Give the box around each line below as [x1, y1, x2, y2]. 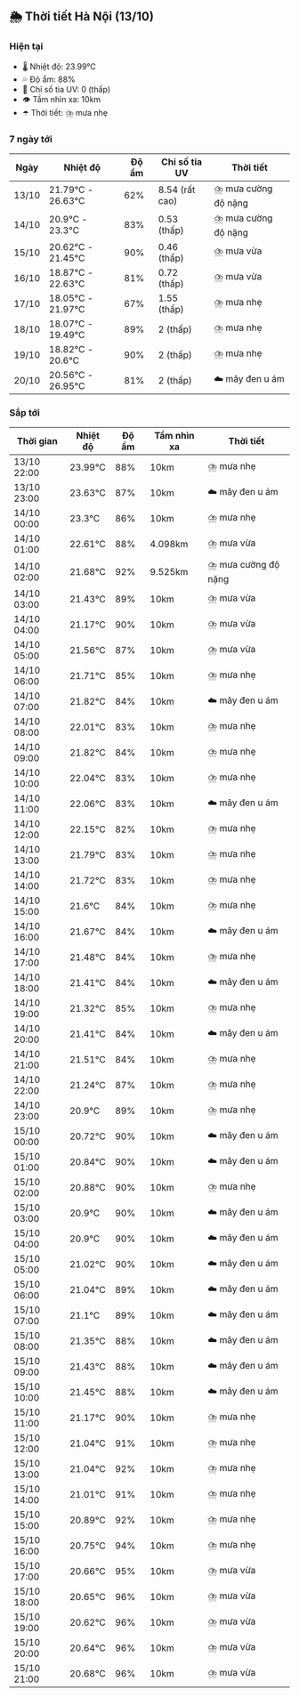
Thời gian [16, 435, 58, 448]
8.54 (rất [158, 183, 196, 196]
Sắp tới [9, 406, 40, 418]
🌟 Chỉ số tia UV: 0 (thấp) [21, 84, 111, 94]
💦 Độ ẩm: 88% [21, 74, 76, 85]
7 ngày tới [9, 133, 53, 145]
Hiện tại [9, 40, 44, 53]
